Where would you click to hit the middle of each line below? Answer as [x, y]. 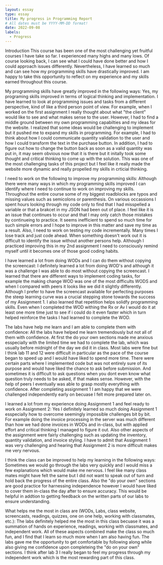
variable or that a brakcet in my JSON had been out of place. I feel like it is [79, 209]
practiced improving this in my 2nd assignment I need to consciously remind [81, 246]
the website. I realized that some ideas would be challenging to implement [79, 127]
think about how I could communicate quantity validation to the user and [77, 138]
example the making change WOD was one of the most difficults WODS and [81, 281]
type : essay [17, 14]
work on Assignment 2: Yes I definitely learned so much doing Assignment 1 [81, 409]
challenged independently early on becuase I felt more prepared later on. [78, 394]
